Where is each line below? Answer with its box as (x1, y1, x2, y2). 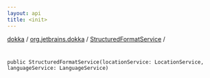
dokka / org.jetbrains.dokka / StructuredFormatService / (7, 35, 166, 43)
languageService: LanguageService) (7, 64, 109, 71)
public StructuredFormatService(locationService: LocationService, (7, 58, 205, 65)
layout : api (7, 9, 41, 17)
